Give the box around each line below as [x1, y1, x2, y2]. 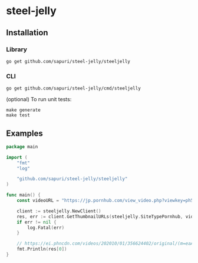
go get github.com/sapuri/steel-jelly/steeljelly [6, 58, 131, 64]
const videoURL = [16, 198, 60, 204]
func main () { [6, 192, 41, 198]
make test [6, 112, 31, 118]
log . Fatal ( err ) [27, 225, 65, 231]
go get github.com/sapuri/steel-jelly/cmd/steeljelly [6, 85, 141, 92]
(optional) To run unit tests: [6, 96, 72, 103]
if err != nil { [16, 219, 57, 225]
